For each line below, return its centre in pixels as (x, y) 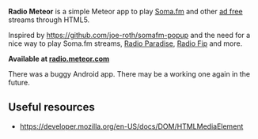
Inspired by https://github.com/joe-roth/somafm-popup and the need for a (129, 35)
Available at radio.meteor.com (59, 59)
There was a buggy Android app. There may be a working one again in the (129, 74)
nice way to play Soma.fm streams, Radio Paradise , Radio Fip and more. (125, 43)
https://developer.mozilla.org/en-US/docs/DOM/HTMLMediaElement (131, 126)
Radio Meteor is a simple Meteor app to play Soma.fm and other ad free (125, 11)
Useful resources (51, 107)
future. (19, 83)
